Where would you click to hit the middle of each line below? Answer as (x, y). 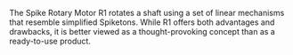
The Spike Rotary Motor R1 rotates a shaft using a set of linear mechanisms (147, 13)
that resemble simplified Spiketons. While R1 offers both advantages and (142, 22)
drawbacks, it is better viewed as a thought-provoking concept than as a (142, 31)
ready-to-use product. (50, 41)
